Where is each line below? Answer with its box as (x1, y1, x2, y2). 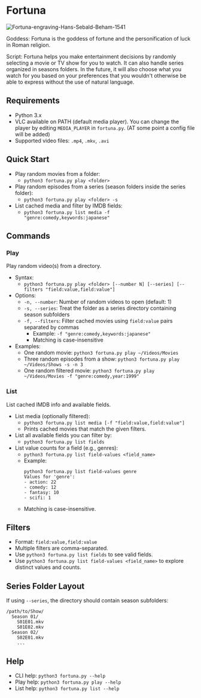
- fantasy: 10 (23, 489, 59, 495)
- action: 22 (23, 479, 57, 485)
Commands (6, 231, 51, 241)
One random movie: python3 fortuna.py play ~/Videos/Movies (23, 349, 179, 356)
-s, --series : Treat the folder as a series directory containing (23, 304, 176, 312)
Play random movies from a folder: (14, 170, 100, 177)
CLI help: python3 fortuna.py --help (14, 672, 106, 679)
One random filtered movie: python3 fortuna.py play (23, 367, 155, 374)
